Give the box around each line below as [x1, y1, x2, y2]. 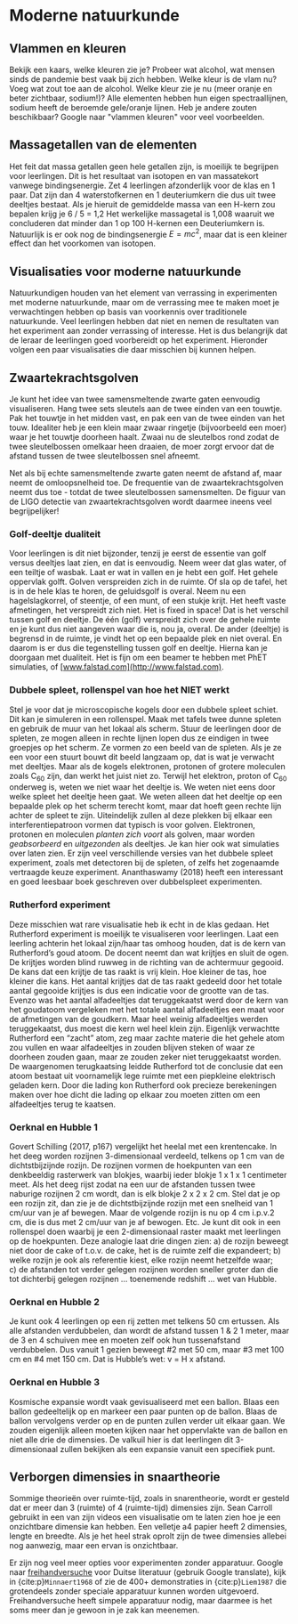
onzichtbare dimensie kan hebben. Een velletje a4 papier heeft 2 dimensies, [9, 1522, 287, 1532]
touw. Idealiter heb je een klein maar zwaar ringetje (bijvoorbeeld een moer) [9, 422, 287, 433]
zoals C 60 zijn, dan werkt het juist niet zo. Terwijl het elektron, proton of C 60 [9, 770, 287, 784]
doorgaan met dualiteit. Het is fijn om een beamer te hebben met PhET [9, 652, 268, 663]
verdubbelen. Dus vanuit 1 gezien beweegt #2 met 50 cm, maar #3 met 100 [9, 1344, 285, 1355]
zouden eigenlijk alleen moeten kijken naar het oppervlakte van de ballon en [9, 1425, 288, 1435]
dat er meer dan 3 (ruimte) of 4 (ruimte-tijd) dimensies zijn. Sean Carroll [9, 1502, 273, 1514]
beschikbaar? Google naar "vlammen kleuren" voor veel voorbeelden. [9, 112, 265, 122]
